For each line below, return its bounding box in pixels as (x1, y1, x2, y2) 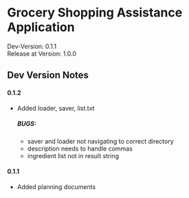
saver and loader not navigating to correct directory (27, 137, 174, 145)
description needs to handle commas (27, 144, 133, 153)
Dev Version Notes (7, 69, 89, 81)
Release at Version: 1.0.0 (7, 49, 77, 58)
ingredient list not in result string (27, 151, 120, 159)
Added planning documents (16, 182, 96, 190)
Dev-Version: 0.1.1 (7, 42, 57, 50)
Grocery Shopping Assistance (7, 5, 183, 21)
